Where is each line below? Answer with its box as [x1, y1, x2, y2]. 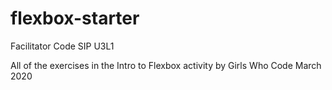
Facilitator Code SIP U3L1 [10, 40, 115, 52]
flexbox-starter [10, 7, 140, 30]
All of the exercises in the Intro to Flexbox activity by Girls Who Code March [10, 59, 322, 71]
